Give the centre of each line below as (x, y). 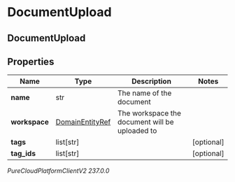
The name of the (145, 93)
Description (151, 81)
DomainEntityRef (83, 122)
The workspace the (150, 113)
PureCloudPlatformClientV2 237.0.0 (58, 171)
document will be (146, 122)
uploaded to (137, 131)
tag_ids (23, 153)
